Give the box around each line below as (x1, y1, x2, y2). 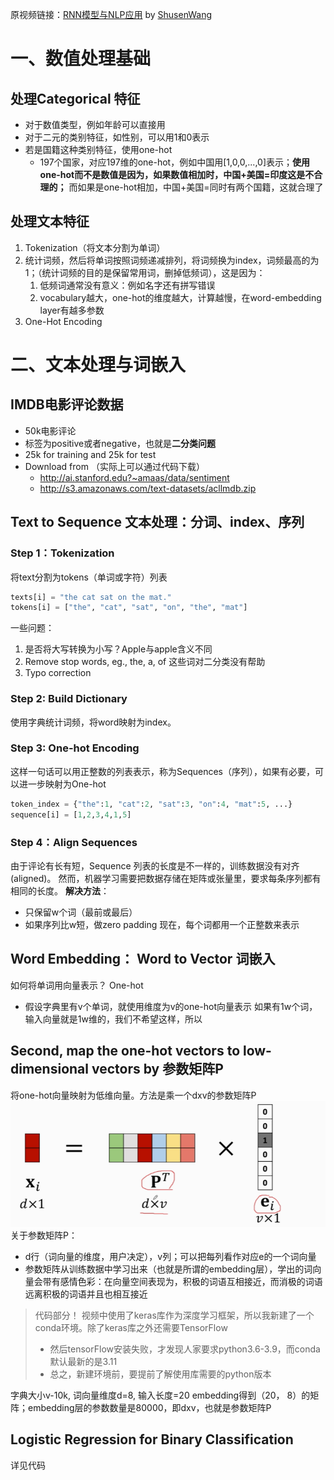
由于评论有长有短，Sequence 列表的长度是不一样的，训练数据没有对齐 (10, 859, 300, 872)
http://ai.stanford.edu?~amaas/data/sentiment (39, 471, 230, 483)
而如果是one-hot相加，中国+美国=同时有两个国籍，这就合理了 (68, 181, 324, 193)
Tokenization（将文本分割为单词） (24, 241, 166, 253)
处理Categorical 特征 (10, 90, 141, 107)
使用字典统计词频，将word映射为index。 (10, 716, 177, 728)
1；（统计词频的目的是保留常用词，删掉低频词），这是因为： (24, 266, 266, 278)
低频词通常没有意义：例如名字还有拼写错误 (39, 279, 216, 291)
